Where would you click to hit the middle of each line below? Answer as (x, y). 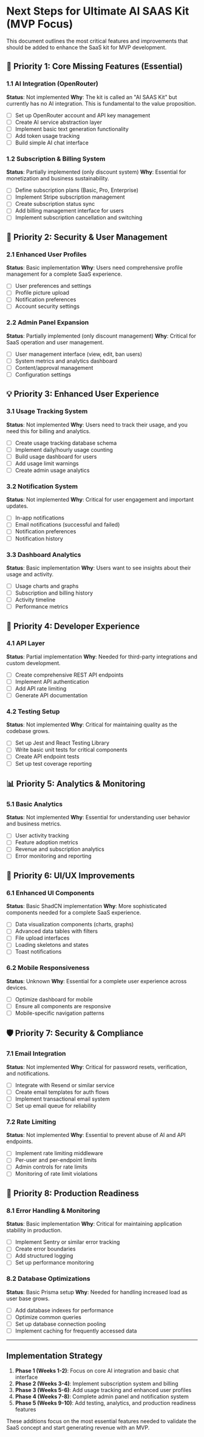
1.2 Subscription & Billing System (56, 159)
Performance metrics (42, 607)
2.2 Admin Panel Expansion (48, 323)
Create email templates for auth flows (62, 1092)
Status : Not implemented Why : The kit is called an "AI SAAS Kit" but (92, 97)
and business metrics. (34, 824)
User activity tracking (42, 836)
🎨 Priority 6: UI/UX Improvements (71, 876)
